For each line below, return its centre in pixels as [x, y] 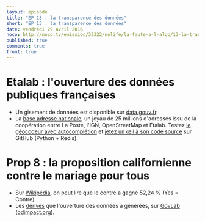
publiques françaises [61, 95]
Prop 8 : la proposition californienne [99, 162]
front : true [21, 52]
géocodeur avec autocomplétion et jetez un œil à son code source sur [103, 131]
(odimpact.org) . [35, 212]
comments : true [26, 46]
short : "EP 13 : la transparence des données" [67, 23]
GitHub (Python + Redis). [46, 138]
